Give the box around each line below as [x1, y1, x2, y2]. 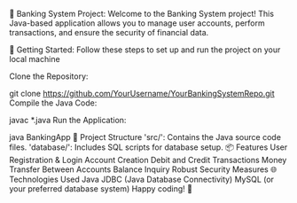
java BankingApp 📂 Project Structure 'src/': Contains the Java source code [9, 132, 282, 142]
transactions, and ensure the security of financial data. [9, 27, 209, 37]
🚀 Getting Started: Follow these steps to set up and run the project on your [9, 44, 281, 55]
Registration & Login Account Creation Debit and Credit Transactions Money [9, 155, 287, 165]
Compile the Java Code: [9, 98, 98, 108]
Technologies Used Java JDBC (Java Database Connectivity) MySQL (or [9, 174, 275, 184]
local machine [9, 54, 60, 64]
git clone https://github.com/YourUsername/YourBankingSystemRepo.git [9, 89, 275, 98]
